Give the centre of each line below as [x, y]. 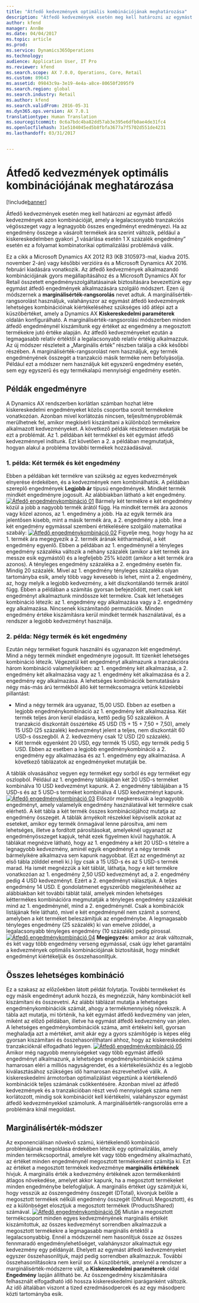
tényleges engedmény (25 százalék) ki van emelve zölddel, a [81, 925]
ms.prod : [17, 45]
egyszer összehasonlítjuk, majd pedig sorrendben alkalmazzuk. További [94, 1256]
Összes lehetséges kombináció [65, 975]
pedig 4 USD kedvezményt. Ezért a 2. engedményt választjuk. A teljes [92, 881]
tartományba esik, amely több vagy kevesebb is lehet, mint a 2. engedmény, [99, 576]
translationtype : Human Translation [51, 116]
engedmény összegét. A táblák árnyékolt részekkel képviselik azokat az [94, 818]
